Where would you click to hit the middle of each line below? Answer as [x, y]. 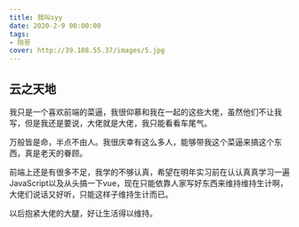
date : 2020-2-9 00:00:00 [55, 26]
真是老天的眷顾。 [56, 153]
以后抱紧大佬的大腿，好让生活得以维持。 [83, 213]
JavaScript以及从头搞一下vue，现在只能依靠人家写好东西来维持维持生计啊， [149, 182]
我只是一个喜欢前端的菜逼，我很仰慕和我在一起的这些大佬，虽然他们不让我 [145, 111]
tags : [19, 34]
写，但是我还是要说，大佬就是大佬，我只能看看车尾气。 [110, 123]
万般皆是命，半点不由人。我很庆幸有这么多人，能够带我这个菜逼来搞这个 [141, 142]
